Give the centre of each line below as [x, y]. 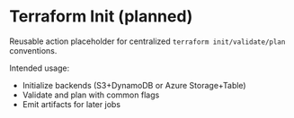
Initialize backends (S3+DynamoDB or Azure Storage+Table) [134, 85]
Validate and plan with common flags [91, 95]
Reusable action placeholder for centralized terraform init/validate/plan [147, 41]
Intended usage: [40, 68]
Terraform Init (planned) [101, 17]
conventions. [33, 50]
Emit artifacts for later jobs [71, 104]
